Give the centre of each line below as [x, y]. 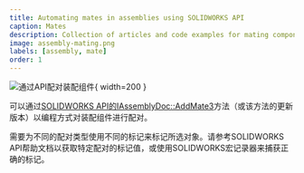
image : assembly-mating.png [62, 43]
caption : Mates [38, 26]
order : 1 [26, 60]
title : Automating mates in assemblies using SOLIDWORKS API [127, 18]
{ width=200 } [121, 86]
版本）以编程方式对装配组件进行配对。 [81, 117]
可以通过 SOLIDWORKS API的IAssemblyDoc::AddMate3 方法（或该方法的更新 [152, 106]
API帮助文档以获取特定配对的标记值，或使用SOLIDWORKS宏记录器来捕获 [145, 148]
